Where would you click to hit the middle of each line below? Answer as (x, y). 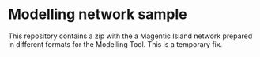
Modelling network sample (98, 14)
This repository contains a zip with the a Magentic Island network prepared (130, 36)
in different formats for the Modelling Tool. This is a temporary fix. (115, 44)
